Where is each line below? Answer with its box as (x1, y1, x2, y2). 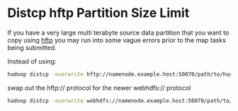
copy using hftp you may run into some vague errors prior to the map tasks (7, 35, 227, 44)
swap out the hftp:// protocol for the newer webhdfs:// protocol (7, 83, 191, 92)
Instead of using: (7, 57, 57, 65)
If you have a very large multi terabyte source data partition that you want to (7, 28, 229, 37)
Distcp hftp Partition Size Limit (7, 5, 190, 21)
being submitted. (7, 43, 57, 52)
